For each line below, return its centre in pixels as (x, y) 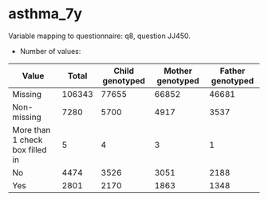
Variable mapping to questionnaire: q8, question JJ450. (100, 36)
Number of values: (50, 51)
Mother (178, 71)
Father (233, 71)
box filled (30, 149)
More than (32, 129)
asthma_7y (45, 14)
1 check (28, 140)
